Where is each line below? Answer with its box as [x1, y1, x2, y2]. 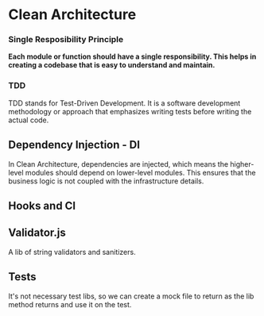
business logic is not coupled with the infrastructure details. [8, 176, 204, 186]
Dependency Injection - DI [8, 138, 141, 152]
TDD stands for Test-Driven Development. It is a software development [8, 98, 241, 108]
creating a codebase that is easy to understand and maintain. [8, 60, 215, 70]
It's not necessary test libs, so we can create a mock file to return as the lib [8, 291, 254, 301]
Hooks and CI [8, 198, 76, 212]
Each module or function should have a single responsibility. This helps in [8, 52, 257, 61]
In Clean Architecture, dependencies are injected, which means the [8, 159, 229, 168]
